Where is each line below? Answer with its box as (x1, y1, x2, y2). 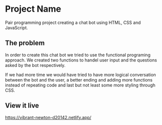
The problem (5, 39, 45, 47)
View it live (5, 102, 39, 110)
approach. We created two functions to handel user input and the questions (5, 57, 157, 63)
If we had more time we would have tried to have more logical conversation (5, 72, 156, 78)
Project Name (5, 3, 61, 15)
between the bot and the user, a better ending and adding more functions (5, 77, 153, 83)
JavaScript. (5, 24, 28, 30)
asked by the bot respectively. (5, 62, 66, 68)
